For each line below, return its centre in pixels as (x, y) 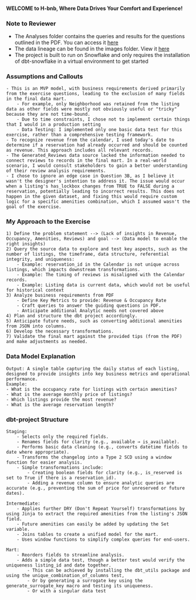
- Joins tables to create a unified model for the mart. (88, 535)
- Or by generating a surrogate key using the (85, 581)
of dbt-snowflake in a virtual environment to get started (81, 61)
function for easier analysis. (44, 462)
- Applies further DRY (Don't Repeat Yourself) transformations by (101, 509)
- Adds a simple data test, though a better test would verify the (101, 560)
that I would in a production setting (53, 125)
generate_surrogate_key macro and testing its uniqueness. (80, 586)
